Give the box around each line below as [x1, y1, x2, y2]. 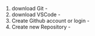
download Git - [11, 5, 48, 12]
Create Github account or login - [11, 17, 90, 24]
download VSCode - [11, 11, 61, 18]
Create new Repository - [11, 23, 71, 30]
